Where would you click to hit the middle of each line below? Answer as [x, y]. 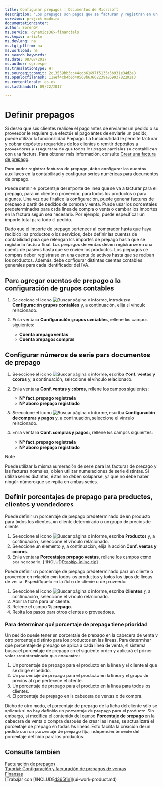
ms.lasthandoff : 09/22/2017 [34, 86]
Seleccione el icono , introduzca [71, 300]
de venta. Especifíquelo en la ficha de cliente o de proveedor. [66, 581]
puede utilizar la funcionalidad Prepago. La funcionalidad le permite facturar [81, 139]
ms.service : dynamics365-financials [42, 32]
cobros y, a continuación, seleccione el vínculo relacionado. [72, 379]
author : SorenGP [21, 28]
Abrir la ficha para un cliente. [41, 601]
